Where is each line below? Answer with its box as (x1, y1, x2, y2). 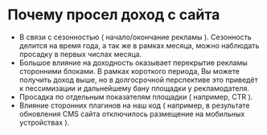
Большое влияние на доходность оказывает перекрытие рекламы (18, 58, 249, 67)
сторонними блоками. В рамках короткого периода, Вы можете (18, 66, 240, 76)
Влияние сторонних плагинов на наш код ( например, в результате (18, 100, 250, 110)
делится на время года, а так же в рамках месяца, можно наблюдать (18, 40, 260, 50)
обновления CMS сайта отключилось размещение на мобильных (18, 108, 245, 118)
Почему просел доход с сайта (7, 6, 220, 24)
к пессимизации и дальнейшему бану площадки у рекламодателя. (18, 83, 250, 93)
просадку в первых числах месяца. (18, 49, 142, 59)
